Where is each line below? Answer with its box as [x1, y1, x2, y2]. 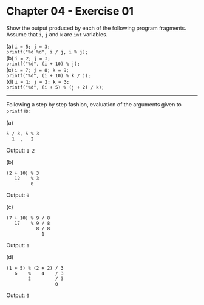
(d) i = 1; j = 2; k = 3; [6, 78, 70, 85]
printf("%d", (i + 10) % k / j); [6, 72, 91, 78]
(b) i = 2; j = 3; [6, 54, 50, 61]
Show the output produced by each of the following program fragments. [6, 24, 186, 32]
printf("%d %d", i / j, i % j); [6, 49, 88, 55]
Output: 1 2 [6, 146, 35, 154]
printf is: [6, 107, 30, 114]
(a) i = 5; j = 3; [6, 43, 50, 50]
